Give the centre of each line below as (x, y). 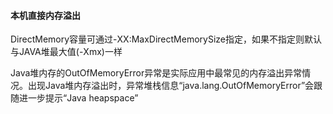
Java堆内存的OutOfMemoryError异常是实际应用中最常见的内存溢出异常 (156, 73)
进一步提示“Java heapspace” (78, 98)
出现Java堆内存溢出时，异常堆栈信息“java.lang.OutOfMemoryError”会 (171, 86)
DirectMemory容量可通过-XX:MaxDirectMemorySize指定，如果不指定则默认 (166, 39)
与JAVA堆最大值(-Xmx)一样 (66, 52)
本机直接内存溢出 (45, 15)
